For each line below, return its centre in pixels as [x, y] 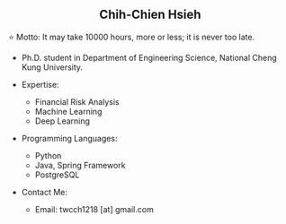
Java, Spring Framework [80, 165]
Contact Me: [45, 192]
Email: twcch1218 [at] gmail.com [94, 209]
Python [48, 155]
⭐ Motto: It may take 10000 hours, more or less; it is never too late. [132, 37]
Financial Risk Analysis [77, 101]
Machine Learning [68, 111]
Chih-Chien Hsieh [150, 15]
